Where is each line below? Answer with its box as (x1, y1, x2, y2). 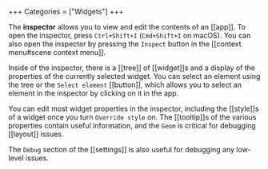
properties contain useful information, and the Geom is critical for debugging (8, 121, 256, 130)
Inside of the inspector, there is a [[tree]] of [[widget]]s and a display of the (8, 63, 256, 73)
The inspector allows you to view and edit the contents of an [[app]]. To (8, 22, 246, 31)
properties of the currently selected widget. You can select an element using (8, 72, 261, 81)
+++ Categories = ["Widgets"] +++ (8, 7, 124, 16)
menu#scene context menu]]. (8, 48, 106, 57)
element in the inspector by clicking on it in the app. (8, 88, 179, 98)
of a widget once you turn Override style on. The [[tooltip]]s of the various (8, 112, 257, 122)
